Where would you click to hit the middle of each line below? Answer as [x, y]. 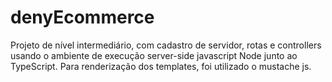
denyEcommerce [82, 17]
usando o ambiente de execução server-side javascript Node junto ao [154, 55]
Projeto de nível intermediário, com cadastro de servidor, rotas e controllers [166, 45]
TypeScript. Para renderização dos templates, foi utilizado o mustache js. [161, 66]
